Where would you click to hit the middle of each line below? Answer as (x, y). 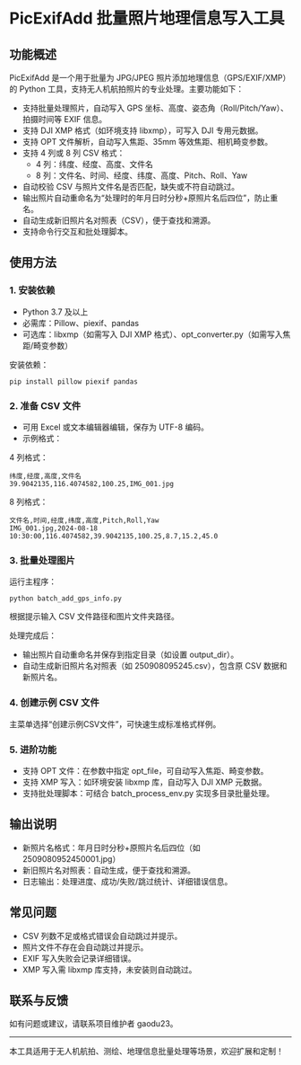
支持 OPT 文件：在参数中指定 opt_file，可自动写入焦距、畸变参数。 (145, 770)
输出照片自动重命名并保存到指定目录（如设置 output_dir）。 (130, 655)
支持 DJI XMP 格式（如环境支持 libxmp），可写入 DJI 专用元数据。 (142, 130)
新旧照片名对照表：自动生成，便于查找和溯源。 (108, 870)
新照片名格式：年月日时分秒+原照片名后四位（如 (112, 848)
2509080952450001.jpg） (71, 858)
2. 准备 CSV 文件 (45, 405)
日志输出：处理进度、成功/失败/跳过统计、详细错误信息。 (127, 881)
